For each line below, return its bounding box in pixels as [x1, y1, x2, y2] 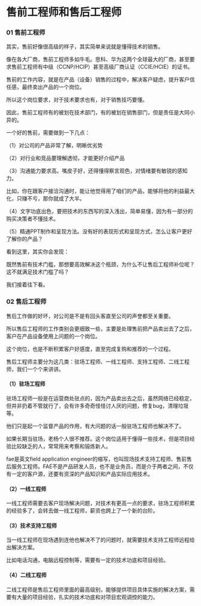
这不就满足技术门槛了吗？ [6, 268, 69, 275]
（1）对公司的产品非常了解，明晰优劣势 [6, 142, 103, 149]
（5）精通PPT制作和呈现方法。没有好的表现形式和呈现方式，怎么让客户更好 [6, 228, 193, 235]
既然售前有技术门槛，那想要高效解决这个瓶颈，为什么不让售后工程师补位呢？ [6, 261, 195, 268]
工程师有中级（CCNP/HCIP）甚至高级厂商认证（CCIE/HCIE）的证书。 [22, 63, 193, 71]
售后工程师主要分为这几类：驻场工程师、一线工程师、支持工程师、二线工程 [6, 357, 190, 365]
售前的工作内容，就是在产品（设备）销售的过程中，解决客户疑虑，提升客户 [6, 76, 190, 83]
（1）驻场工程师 [6, 380, 46, 387]
